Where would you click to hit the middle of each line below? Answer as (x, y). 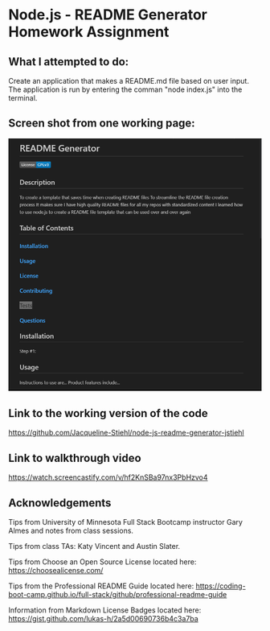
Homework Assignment (89, 32)
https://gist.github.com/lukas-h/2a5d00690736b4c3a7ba (103, 619)
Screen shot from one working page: (102, 124)
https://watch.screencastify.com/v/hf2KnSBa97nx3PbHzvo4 (108, 477)
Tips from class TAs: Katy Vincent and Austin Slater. (94, 546)
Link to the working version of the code (108, 413)
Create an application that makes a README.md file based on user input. (129, 81)
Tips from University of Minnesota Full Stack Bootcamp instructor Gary (126, 522)
